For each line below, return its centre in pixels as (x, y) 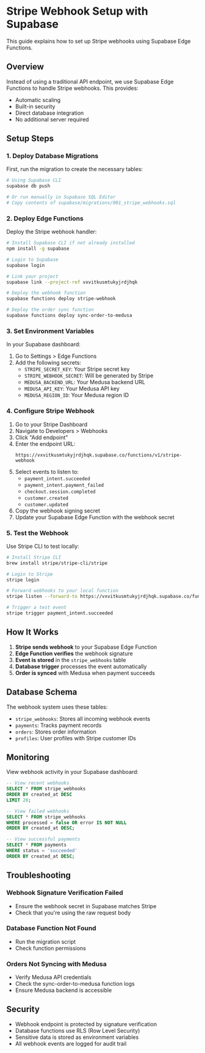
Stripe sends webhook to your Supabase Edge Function (86, 647)
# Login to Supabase (33, 260)
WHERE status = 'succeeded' (42, 851)
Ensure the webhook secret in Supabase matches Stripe (86, 906)
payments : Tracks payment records (58, 725)
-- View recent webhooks (38, 783)
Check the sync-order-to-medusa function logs (75, 984)
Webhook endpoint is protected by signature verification (86, 1024)
